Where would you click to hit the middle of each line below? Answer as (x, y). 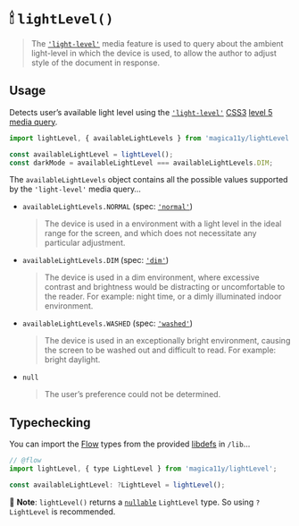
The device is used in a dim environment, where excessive (152, 277)
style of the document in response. (96, 63)
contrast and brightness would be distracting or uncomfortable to (165, 287)
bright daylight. (72, 360)
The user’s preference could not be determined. (133, 394)
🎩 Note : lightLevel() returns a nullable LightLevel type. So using (132, 502)
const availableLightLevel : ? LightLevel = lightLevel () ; (117, 485)
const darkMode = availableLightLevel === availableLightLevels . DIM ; (141, 163)
